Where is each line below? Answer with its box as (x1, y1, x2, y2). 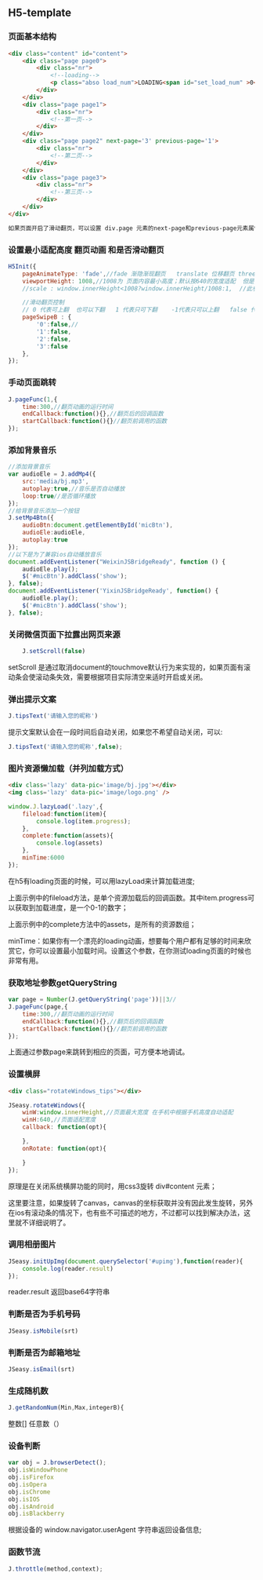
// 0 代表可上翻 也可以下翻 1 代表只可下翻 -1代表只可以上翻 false (22, 306, 248, 314)
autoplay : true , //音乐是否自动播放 (22, 484, 125, 493)
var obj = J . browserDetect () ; (8, 1459, 107, 1467)
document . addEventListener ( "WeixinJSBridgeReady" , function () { (8, 557, 225, 566)
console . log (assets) (36, 839, 103, 847)
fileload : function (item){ (22, 810, 107, 818)
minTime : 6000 (22, 854, 65, 862)
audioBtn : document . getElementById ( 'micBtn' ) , (22, 521, 174, 529)
